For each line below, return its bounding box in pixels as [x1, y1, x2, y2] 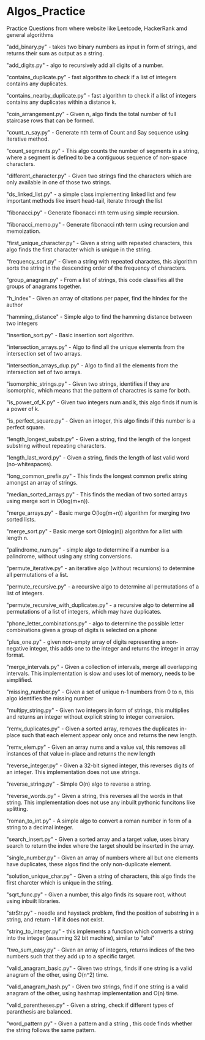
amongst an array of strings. [6, 479, 78, 486]
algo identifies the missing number [6, 694, 94, 702]
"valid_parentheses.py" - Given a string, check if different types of [6, 1001, 174, 1009]
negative [6, 644, 29, 652]
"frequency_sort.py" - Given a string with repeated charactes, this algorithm [6, 257, 198, 265]
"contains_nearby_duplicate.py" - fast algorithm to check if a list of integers [6, 92, 197, 99]
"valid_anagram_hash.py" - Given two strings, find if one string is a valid [6, 983, 188, 990]
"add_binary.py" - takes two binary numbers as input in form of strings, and [6, 43, 197, 50]
